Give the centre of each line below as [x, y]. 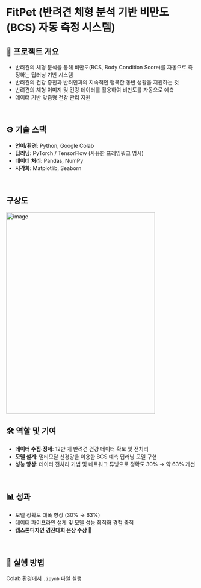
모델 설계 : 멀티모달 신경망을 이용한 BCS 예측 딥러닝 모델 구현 [86, 457]
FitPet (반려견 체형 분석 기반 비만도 [88, 12]
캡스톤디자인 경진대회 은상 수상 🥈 [53, 530]
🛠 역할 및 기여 [31, 431]
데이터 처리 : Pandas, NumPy [49, 160]
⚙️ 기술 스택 [26, 130]
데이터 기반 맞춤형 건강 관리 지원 [53, 97]
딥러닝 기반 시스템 [52, 75]
